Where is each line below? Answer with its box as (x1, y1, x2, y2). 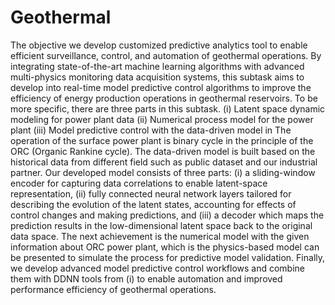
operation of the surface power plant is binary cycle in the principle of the (10, 134, 314, 146)
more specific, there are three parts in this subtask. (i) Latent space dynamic (10, 102, 326, 115)
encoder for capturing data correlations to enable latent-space (10, 177, 268, 189)
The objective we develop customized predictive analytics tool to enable (10, 39, 308, 51)
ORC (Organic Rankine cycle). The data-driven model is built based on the (10, 145, 316, 157)
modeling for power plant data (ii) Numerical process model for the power (10, 113, 314, 125)
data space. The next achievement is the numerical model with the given (10, 230, 310, 242)
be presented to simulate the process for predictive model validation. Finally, (10, 251, 326, 263)
